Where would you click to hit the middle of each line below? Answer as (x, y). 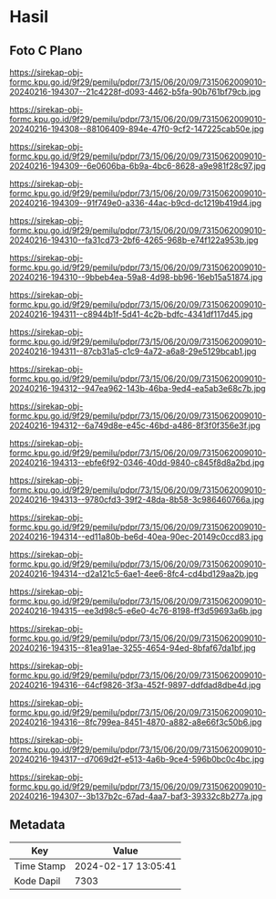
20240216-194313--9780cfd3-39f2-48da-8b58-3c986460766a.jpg (137, 500)
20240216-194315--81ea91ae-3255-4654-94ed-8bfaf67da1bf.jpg (133, 648)
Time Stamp (40, 866)
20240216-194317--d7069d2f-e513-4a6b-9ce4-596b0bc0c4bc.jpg (137, 759)
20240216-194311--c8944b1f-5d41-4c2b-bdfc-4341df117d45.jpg (131, 314)
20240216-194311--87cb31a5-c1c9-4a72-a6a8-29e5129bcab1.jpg (133, 351)
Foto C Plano (46, 51)
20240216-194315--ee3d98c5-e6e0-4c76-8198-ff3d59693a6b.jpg (136, 611)
